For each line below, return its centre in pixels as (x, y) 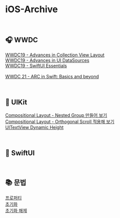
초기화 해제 (16, 211)
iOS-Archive (32, 9)
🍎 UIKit (16, 102)
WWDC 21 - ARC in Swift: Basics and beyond (52, 76)
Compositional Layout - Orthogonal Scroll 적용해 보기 (60, 121)
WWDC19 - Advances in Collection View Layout (55, 55)
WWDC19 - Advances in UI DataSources (47, 60)
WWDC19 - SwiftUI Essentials (36, 66)
